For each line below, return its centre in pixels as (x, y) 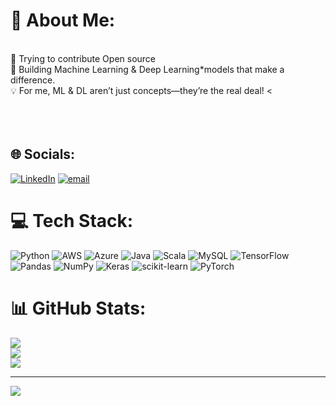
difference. (33, 80)
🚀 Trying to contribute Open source (83, 58)
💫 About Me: (63, 20)
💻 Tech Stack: (72, 220)
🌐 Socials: (43, 154)
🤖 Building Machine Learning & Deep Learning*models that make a (147, 69)
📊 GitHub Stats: (78, 308)
